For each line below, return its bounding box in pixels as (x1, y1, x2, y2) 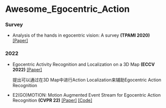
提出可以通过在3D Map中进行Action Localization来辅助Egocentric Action (12, 77, 162, 83)
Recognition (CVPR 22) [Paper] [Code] (12, 97, 93, 103)
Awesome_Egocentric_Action (5, 3, 130, 15)
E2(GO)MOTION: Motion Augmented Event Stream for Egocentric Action (12, 92, 161, 98)
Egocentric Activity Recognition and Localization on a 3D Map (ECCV (12, 61, 155, 67)
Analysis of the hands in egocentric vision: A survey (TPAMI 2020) (12, 32, 151, 38)
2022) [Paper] (12, 66, 42, 72)
